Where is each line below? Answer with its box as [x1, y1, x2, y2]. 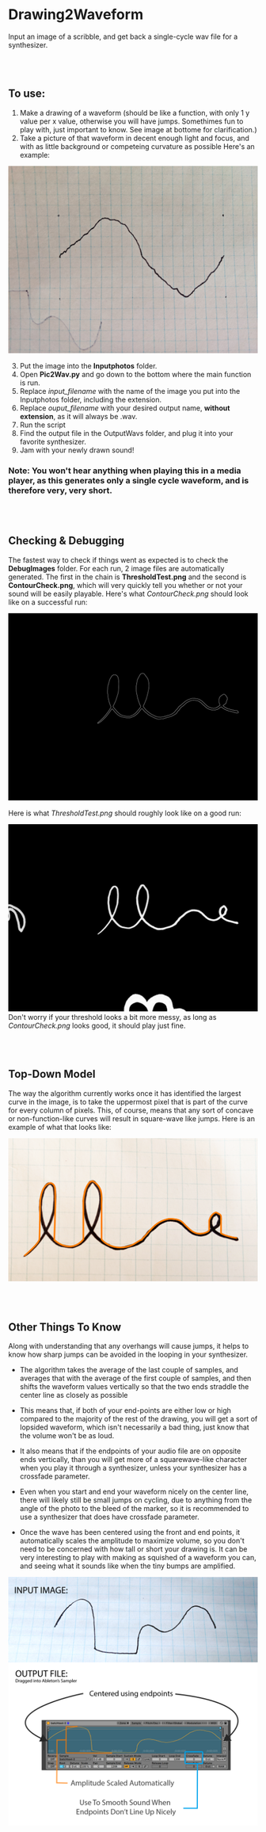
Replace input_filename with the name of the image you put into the [19, 386, 241, 395]
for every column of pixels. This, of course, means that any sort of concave [8, 1105, 254, 1115]
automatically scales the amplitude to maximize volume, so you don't [19, 1536, 245, 1546]
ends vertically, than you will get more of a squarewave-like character [19, 1455, 248, 1464]
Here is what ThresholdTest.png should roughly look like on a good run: [8, 808, 241, 818]
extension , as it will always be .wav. [19, 411, 138, 421]
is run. [19, 378, 41, 387]
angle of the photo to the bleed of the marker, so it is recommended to [19, 1504, 249, 1513]
